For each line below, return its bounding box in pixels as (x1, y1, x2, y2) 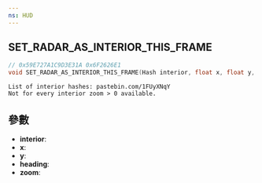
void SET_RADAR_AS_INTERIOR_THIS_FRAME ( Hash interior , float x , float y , (8, 68, 256, 77)
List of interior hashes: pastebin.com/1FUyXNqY (8, 83, 171, 91)
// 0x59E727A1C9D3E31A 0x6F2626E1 (8, 61, 122, 69)
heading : (19, 159, 50, 169)
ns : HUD (8, 11, 34, 20)
